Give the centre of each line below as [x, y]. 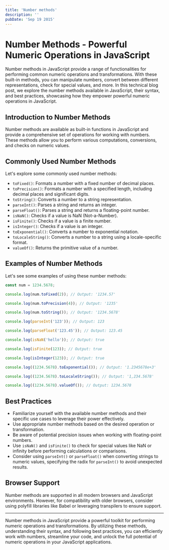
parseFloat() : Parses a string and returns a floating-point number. [81, 210]
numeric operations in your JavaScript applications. [59, 542]
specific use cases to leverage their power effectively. [68, 419]
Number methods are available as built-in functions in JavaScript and [77, 129]
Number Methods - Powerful [66, 44]
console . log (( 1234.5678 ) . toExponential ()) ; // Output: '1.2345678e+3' [81, 367]
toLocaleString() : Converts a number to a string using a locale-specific [87, 237]
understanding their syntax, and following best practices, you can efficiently [84, 531]
